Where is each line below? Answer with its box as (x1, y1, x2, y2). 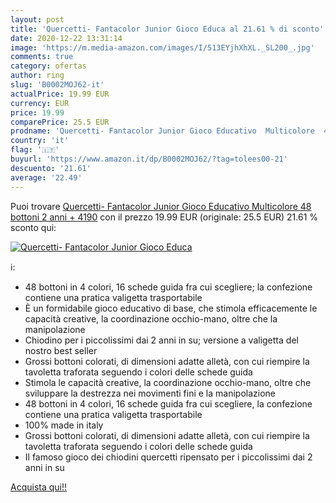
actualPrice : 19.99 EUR (10, 89, 110, 99)
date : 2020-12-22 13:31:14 (10, 33, 123, 43)
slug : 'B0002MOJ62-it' (10, 80, 105, 90)
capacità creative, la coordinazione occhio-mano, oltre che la (24, 312, 278, 325)
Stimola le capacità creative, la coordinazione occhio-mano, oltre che (24, 376, 312, 388)
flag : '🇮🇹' (10, 145, 60, 155)
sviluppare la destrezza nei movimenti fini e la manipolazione (24, 387, 276, 399)
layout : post (10, 14, 65, 25)
